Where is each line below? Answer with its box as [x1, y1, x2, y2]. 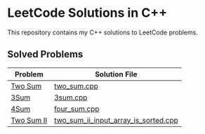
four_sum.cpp [53, 104, 100, 114]
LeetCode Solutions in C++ [7, 5, 167, 21]
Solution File [94, 69, 138, 79]
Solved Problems [7, 48, 84, 60]
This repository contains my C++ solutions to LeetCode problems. [7, 28, 198, 36]
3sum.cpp [53, 93, 88, 102]
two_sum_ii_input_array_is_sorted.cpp [53, 115, 179, 125]
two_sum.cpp [53, 81, 98, 91]
